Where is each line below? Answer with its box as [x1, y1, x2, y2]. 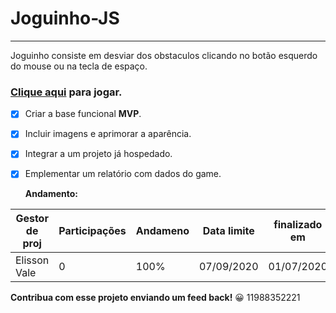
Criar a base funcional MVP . [24, 108, 142, 120]
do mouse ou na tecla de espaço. [10, 60, 148, 72]
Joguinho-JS [10, 7, 120, 30]
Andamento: [24, 188, 79, 200]
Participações [58, 224, 127, 238]
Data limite [202, 224, 255, 238]
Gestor [15, 212, 49, 226]
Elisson [15, 253, 50, 267]
